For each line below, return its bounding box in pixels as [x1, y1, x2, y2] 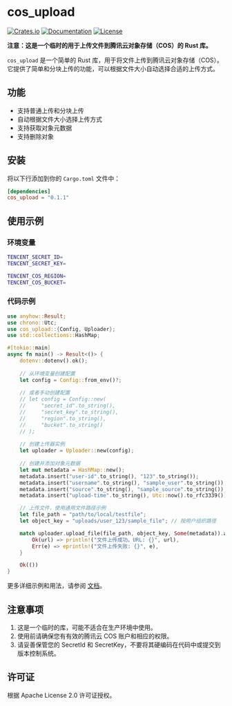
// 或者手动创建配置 [19, 390, 70, 397]
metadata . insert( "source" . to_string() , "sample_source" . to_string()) [19, 486, 224, 493]
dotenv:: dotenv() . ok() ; [19, 357, 88, 365]
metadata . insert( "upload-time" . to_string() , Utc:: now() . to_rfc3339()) [19, 492, 227, 499]
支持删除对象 [17, 132, 54, 140]
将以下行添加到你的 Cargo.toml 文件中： [7, 174, 121, 182]
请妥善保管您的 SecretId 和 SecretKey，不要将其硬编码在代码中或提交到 [17, 640, 221, 649]
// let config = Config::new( [19, 396, 107, 403]
